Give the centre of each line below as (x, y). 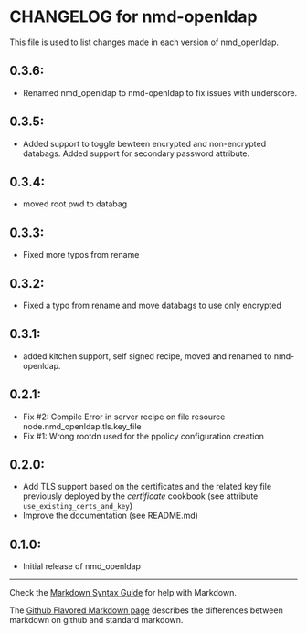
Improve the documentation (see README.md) (111, 516)
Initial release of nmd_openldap (82, 566)
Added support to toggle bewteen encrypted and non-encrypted (144, 143)
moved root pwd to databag (75, 204)
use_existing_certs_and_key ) (78, 506)
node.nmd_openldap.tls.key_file (82, 426)
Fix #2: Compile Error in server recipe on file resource (124, 417)
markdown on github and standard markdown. (96, 620)
